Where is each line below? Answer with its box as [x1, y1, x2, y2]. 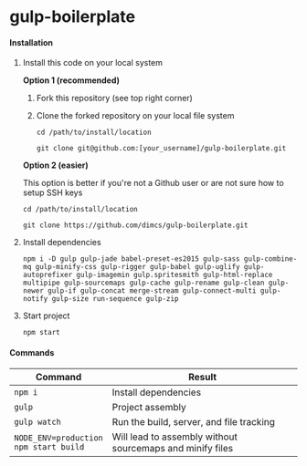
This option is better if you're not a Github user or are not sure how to [22, 178, 285, 189]
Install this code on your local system [22, 57, 163, 68]
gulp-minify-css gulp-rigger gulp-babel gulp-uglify [35, 263, 240, 272]
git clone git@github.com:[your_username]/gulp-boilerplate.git [36, 144, 287, 153]
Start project [22, 310, 70, 321]
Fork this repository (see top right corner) [36, 93, 194, 104]
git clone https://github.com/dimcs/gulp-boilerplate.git [22, 221, 249, 230]
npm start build [14, 441, 85, 452]
